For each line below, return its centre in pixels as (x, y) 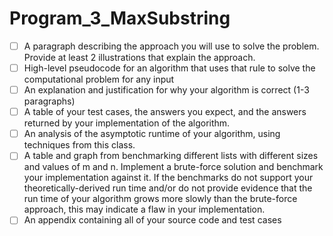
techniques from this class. (79, 145)
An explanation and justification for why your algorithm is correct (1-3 (166, 90)
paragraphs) (49, 101)
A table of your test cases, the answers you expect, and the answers (165, 112)
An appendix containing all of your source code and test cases (152, 220)
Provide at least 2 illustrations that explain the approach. (139, 57)
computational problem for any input (99, 79)
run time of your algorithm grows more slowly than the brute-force (160, 199)
